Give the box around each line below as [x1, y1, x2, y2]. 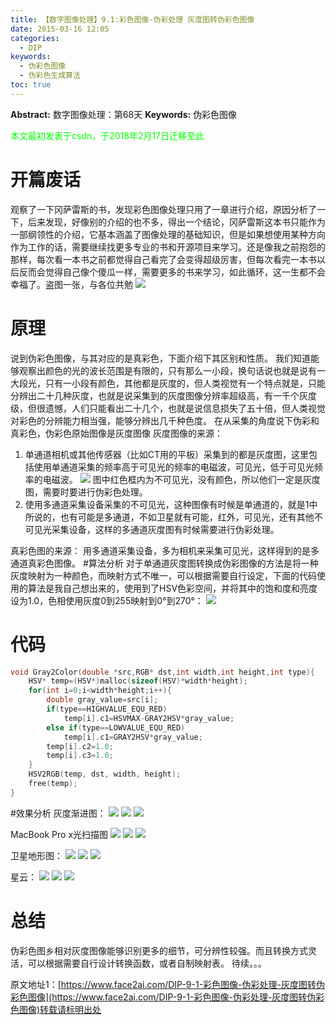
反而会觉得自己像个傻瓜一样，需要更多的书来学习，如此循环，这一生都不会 [18, 266, 326, 278]
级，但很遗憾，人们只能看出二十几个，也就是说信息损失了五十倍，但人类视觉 [10, 402, 326, 414]
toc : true [10, 80, 52, 90]
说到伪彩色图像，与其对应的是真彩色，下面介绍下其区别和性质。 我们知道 [10, 352, 311, 364]
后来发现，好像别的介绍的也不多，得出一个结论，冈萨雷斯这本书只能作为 [27, 216, 326, 228]
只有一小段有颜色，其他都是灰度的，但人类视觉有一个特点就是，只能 [44, 377, 326, 389]
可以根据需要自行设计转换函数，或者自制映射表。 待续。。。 [27, 957, 267, 969]
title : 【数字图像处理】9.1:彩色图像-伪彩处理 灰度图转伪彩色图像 [10, 14, 255, 25]
